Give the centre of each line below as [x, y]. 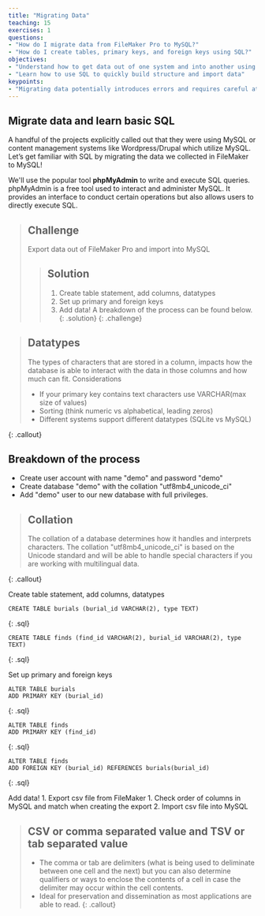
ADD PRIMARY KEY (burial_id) [56, 696]
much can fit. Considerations [75, 379]
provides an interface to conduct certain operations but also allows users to [131, 197]
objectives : [28, 60]
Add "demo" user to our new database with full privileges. [114, 495]
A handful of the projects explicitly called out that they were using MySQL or [132, 140]
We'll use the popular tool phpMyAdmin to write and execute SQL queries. [129, 180]
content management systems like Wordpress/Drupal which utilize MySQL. [129, 148]
